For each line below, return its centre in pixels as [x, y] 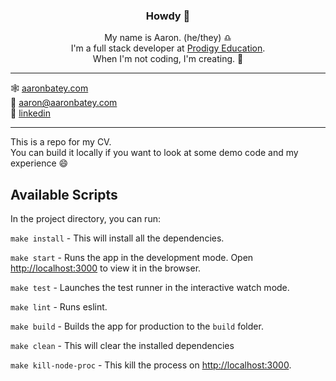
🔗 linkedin [30, 113]
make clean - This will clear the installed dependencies [122, 346]
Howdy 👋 [168, 16]
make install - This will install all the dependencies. [117, 238]
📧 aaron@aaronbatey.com [64, 103]
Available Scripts [64, 194]
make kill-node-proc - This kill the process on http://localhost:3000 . [151, 365]
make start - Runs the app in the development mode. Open [132, 258]
